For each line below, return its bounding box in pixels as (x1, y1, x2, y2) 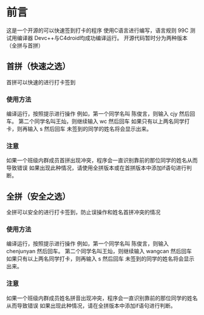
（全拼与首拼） (6, 42, 44, 49)
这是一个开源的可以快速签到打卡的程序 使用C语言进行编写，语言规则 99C (6, 27, 189, 34)
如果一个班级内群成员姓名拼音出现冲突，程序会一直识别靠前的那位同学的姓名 (6, 294, 198, 302)
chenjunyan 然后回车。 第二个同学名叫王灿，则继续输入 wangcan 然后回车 (6, 248, 192, 255)
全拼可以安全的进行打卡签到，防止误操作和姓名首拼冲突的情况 (6, 208, 161, 216)
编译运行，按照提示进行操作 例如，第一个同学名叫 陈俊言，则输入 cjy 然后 (6, 110, 190, 118)
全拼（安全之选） (6, 191, 70, 202)
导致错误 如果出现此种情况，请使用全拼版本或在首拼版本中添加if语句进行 (6, 164, 187, 171)
